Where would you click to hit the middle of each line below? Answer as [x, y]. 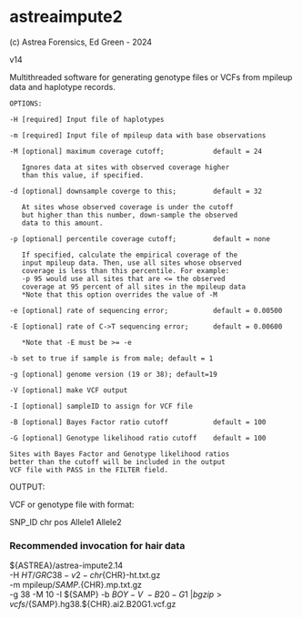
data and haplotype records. [63, 86]
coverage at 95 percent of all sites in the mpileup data [134, 287]
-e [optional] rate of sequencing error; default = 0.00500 [146, 310]
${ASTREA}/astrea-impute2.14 [66, 565]
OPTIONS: [26, 103]
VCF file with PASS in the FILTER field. [89, 470]
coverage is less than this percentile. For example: [126, 270]
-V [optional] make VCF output [69, 390]
